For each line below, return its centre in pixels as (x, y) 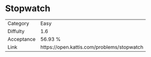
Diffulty (16, 31)
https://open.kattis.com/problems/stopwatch (92, 47)
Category (18, 23)
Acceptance (22, 39)
